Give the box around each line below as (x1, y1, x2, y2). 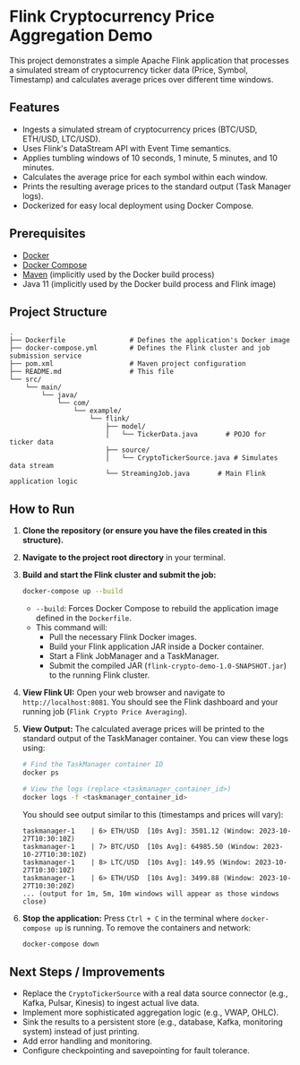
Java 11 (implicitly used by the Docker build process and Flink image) (21, 278, 277, 289)
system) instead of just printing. (21, 1026, 141, 1037)
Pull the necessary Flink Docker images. (48, 632, 197, 643)
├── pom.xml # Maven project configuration (9, 359, 246, 368)
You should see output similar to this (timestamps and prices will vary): (21, 809, 284, 819)
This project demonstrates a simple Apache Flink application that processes (9, 55, 289, 65)
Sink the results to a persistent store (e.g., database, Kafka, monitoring (21, 1017, 284, 1027)
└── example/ (73, 406, 123, 416)
